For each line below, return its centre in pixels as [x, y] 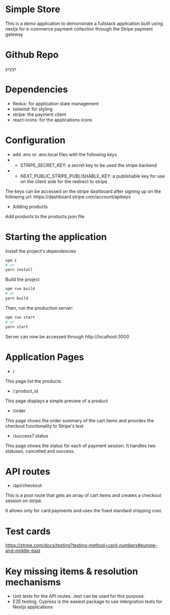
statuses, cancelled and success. [40, 451]
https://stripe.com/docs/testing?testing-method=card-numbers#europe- [81, 545]
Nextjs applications [33, 607]
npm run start [20, 317]
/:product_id [25, 391]
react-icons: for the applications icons [52, 120]
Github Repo [32, 55]
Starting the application [56, 237]
